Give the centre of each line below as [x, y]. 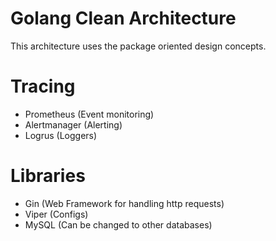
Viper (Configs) [56, 214]
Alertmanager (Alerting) [73, 124]
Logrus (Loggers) [61, 135]
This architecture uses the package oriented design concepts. [138, 46]
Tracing [43, 86]
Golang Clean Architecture [123, 18]
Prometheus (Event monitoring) [89, 114]
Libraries [48, 176]
